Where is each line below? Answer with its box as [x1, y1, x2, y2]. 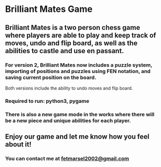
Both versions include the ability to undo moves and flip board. [5, 85, 133, 91]
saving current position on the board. [5, 74, 97, 81]
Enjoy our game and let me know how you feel [5, 133, 150, 141]
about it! [5, 140, 32, 149]
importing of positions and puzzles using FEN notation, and [5, 68, 151, 75]
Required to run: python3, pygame [5, 97, 90, 104]
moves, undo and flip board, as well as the [5, 39, 138, 47]
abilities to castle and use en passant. [5, 46, 124, 55]
